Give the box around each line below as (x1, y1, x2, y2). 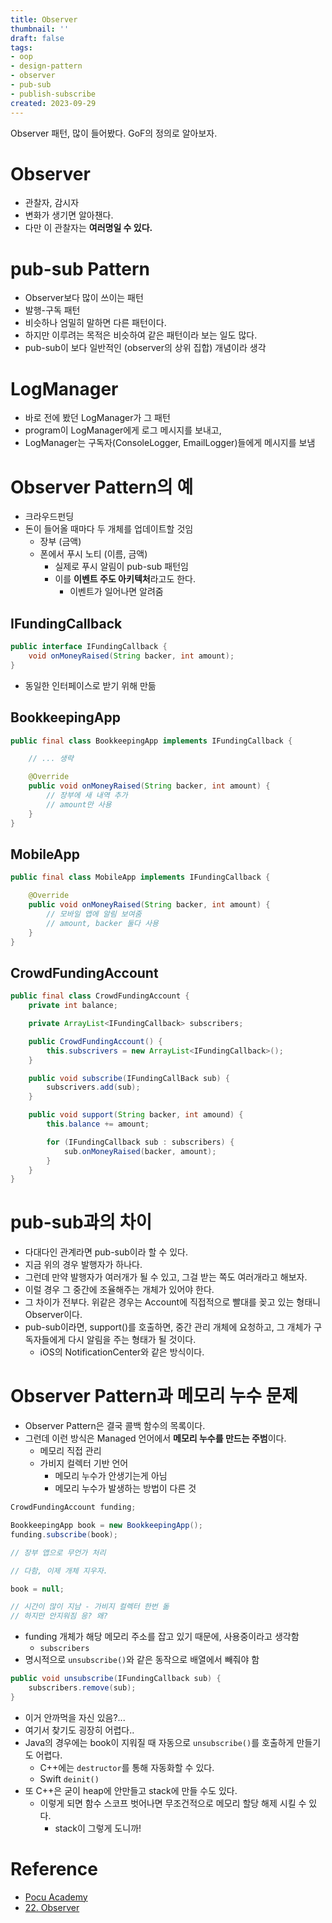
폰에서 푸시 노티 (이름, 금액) (39, 548, 148, 560)
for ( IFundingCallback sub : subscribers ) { (46, 1137, 235, 1147)
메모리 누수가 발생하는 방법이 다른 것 (54, 1482, 197, 1495)
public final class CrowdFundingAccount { (10, 991, 190, 1001)
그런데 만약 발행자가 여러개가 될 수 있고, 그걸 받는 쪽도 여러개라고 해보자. (24, 1271, 308, 1283)
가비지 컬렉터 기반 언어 (39, 1457, 129, 1470)
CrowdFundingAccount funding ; (10, 1502, 137, 1513)
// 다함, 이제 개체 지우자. (10, 1566, 108, 1576)
